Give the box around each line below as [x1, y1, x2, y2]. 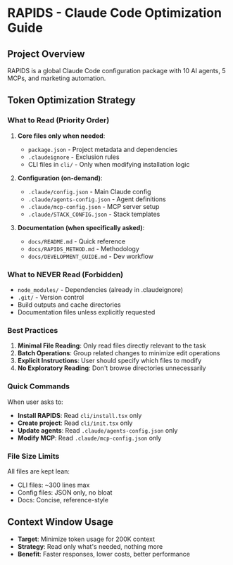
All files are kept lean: [7, 466, 70, 476]
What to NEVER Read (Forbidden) [7, 269, 124, 279]
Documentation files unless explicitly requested [17, 307, 156, 316]
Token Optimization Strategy [7, 94, 136, 106]
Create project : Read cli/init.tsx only [17, 419, 133, 427]
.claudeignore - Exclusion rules [27, 153, 120, 161]
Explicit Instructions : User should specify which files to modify [17, 357, 202, 365]
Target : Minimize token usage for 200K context [17, 535, 156, 543]
